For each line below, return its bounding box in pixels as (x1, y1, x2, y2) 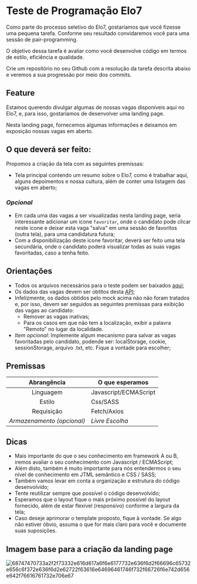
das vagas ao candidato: (14, 307, 74, 314)
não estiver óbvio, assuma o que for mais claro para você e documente (14, 521, 186, 528)
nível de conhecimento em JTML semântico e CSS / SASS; (14, 471, 157, 478)
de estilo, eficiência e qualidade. (6, 53, 84, 60)
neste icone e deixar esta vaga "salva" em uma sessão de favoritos (14, 224, 178, 231)
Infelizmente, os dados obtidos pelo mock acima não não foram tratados (14, 294, 190, 301)
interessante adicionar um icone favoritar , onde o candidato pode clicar (14, 218, 191, 225)
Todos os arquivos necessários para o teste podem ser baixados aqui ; (14, 281, 185, 288)
